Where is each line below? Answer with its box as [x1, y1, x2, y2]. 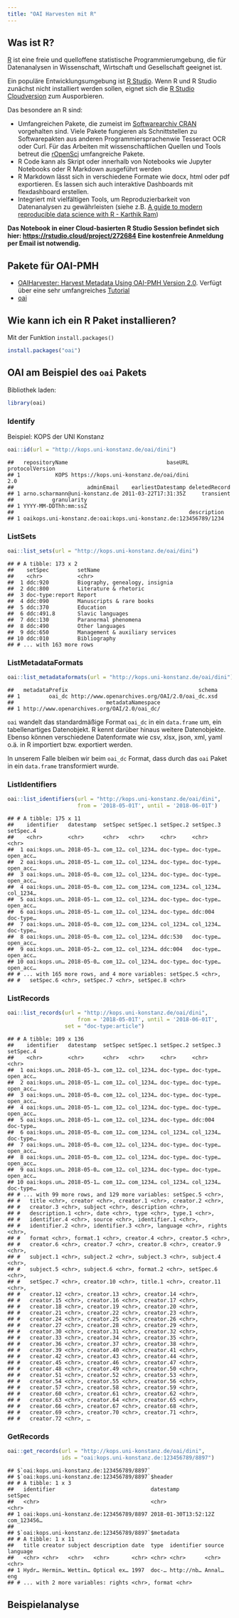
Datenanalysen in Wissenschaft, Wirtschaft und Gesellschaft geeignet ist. [7, 63, 223, 72]
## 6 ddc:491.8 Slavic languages [7, 610, 129, 617]
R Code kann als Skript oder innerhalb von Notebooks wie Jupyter [17, 157, 212, 166]
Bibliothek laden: [7, 385, 57, 394]
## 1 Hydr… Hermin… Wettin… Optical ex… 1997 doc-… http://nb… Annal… [7, 1567, 224, 1574]
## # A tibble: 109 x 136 [7, 1036, 84, 1043]
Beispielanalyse [7, 1598, 80, 1611]
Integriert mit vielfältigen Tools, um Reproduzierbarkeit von [17, 195, 191, 203]
